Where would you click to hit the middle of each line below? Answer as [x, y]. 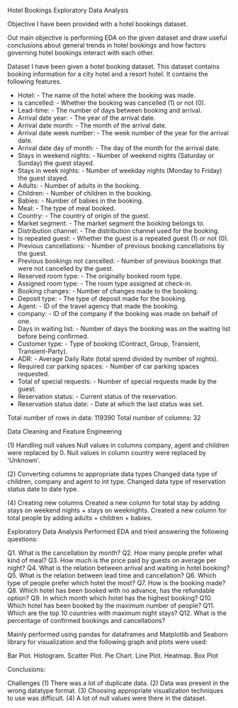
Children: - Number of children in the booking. [85, 193]
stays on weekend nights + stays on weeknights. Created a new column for [117, 510]
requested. [33, 374]
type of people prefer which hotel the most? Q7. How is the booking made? [117, 583]
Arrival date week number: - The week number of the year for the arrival [123, 133]
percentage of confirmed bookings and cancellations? [86, 620]
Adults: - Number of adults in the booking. [79, 186]
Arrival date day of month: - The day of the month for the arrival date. [119, 148]
